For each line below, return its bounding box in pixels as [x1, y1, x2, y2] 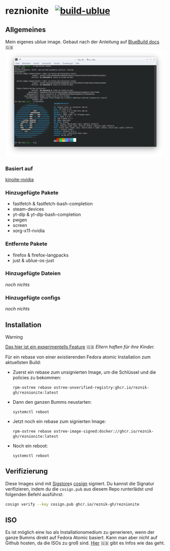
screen [12, 222, 27, 229]
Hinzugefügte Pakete [5, 189, 59, 196]
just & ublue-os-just [12, 257, 54, 264]
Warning [5, 334, 23, 340]
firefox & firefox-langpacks [12, 252, 69, 258]
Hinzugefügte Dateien [5, 270, 61, 277]
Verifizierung [5, 467, 48, 476]
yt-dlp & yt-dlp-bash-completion [12, 211, 81, 218]
